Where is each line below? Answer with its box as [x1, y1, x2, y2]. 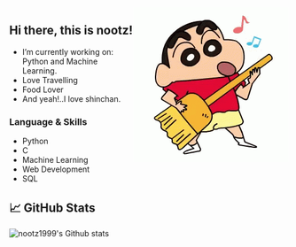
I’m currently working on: [21, 46, 113, 57]
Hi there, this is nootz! [9, 23, 133, 38]
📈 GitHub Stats [9, 200, 96, 215]
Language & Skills [9, 115, 88, 127]
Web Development [21, 164, 90, 174]
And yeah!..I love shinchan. [21, 93, 121, 104]
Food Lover [21, 84, 64, 95]
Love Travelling [21, 74, 78, 85]
